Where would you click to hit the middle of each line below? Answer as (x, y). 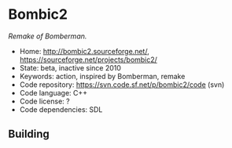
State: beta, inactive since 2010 (70, 67)
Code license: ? (44, 101)
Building (29, 134)
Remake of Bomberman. (48, 36)
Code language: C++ (53, 92)
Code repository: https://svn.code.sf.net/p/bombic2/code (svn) (122, 85)
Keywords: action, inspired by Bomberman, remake (102, 76)
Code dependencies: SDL (61, 109)
